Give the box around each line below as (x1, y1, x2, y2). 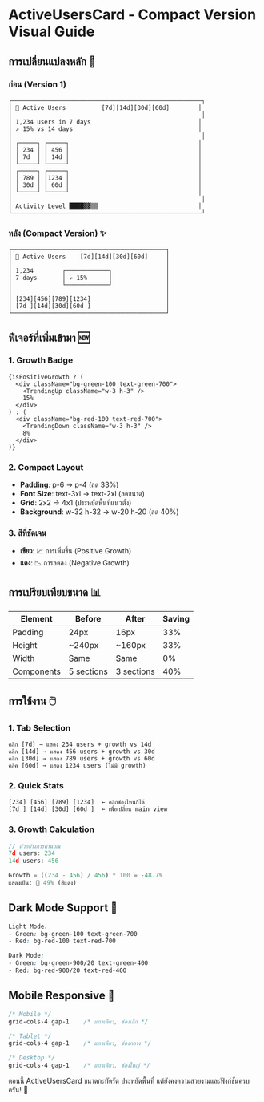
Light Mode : (8, 922, 48, 930)
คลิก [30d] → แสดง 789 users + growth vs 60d (8, 754, 156, 763)
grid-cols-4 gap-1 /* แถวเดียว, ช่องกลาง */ (8, 1039, 152, 1047)
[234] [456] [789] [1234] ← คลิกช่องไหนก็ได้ (8, 798, 146, 807)
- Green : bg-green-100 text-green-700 (8, 930, 138, 938)
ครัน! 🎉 (8, 1085, 29, 1095)
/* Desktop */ (8, 1054, 56, 1062)
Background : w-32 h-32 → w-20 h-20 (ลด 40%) (19, 507, 179, 517)
